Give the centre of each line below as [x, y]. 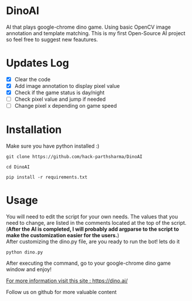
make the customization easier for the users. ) [63, 235]
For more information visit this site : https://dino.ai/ [67, 281]
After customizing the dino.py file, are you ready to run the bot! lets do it [93, 242]
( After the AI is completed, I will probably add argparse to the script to [93, 229]
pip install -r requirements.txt [47, 177]
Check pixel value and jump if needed [60, 99]
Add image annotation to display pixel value [67, 85]
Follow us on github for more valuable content [61, 292]
